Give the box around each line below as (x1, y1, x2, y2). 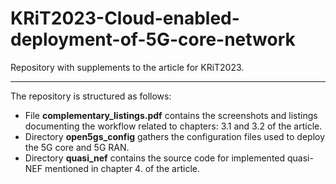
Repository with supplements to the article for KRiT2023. (10, 61, 245, 73)
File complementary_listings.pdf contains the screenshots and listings (24, 109, 318, 121)
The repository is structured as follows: (10, 90, 172, 102)
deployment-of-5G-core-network (10, 28, 296, 51)
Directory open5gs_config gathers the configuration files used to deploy (24, 130, 326, 142)
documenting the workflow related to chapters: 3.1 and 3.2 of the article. (24, 120, 323, 132)
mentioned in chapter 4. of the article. (44, 162, 201, 174)
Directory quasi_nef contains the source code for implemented (24, 152, 286, 164)
